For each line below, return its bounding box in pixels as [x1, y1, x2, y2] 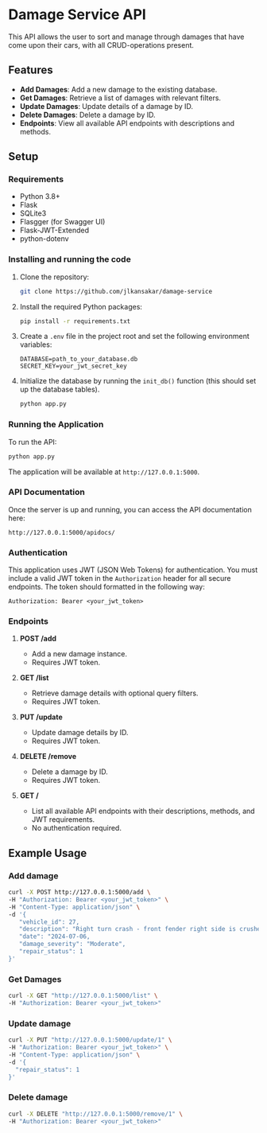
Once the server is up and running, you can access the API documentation [8, 504, 252, 514]
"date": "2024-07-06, [18, 932, 91, 940]
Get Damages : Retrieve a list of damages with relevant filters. [19, 93, 221, 103]
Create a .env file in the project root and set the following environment [19, 332, 250, 341]
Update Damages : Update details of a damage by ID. [19, 101, 193, 111]
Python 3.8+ [19, 192, 61, 201]
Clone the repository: [19, 272, 90, 282]
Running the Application [8, 419, 104, 430]
